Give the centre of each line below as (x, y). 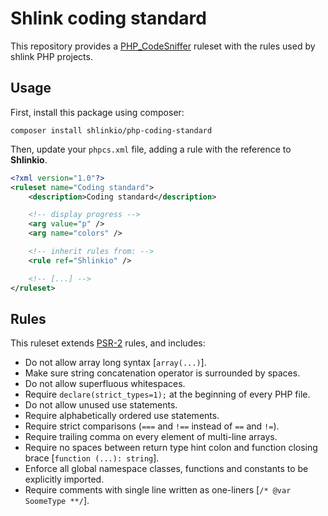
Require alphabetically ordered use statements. (122, 416)
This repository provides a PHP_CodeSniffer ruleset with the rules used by (163, 46)
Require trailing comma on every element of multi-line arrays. (151, 437)
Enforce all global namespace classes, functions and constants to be (166, 469)
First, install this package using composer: (97, 112)
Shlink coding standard (108, 18)
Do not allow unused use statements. (101, 405)
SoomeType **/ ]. (57, 501)
